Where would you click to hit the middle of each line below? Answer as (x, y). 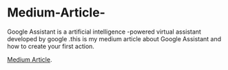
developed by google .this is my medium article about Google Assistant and (114, 38)
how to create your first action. (51, 46)
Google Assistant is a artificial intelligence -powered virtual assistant (104, 32)
